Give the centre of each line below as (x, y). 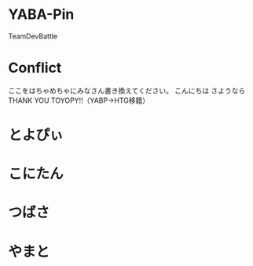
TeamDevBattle (33, 36)
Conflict (35, 68)
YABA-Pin (41, 15)
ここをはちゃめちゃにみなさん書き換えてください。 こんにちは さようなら (127, 90)
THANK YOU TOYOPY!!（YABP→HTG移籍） (79, 100)
